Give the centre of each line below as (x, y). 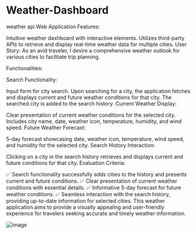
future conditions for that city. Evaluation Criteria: (66, 163)
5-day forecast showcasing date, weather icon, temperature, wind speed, (95, 139)
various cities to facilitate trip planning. (53, 57)
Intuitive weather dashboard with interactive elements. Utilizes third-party (95, 38)
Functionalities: (24, 68)
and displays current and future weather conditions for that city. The (89, 97)
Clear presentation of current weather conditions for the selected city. (91, 115)
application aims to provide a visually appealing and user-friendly (85, 207)
